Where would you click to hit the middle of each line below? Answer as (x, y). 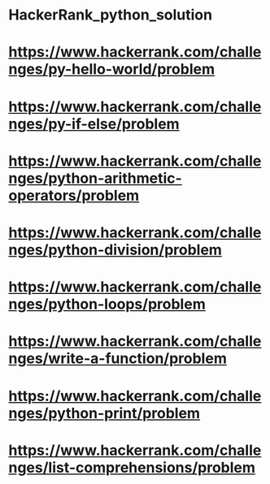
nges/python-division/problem (115, 250)
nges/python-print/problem (105, 413)
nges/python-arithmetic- (96, 178)
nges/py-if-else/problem (94, 124)
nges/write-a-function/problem (118, 359)
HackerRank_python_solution (111, 15)
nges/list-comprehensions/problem (132, 467)
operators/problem (74, 195)
